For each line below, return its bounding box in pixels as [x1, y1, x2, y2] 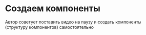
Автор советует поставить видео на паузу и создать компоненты [5, 19, 142, 25]
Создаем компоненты [5, 3, 101, 14]
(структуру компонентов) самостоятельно [5, 24, 94, 30]
